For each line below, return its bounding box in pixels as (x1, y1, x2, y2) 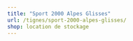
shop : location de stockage (7, 23, 90, 30)
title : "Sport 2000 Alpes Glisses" (7, 10, 111, 17)
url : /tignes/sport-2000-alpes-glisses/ (7, 17, 127, 24)
